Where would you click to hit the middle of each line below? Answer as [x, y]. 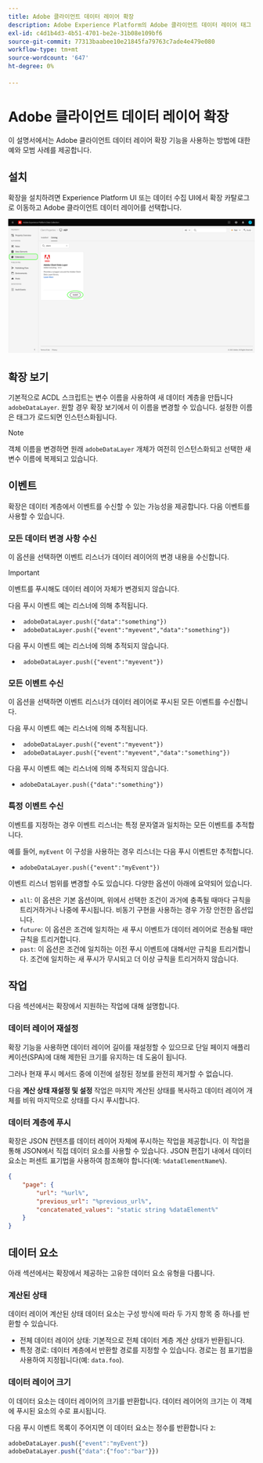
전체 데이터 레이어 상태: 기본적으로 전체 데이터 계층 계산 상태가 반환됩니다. [132, 1340]
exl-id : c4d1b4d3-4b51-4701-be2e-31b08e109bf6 [85, 33]
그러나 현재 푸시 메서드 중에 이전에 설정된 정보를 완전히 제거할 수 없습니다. [121, 1073]
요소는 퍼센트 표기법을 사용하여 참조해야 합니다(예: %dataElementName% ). [117, 1161]
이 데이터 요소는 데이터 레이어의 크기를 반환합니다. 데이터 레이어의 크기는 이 [123, 1401]
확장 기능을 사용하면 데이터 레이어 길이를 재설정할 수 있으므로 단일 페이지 [119, 1047]
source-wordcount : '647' [49, 58]
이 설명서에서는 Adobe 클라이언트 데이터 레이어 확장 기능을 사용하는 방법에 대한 [129, 140]
